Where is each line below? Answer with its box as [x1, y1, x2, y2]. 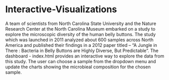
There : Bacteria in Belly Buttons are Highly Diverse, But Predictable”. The [5, 47, 159, 54]
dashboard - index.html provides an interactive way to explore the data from [5, 52, 164, 59]
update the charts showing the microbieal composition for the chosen [5, 64, 151, 70]
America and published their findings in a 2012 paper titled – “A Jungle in [5, 42, 157, 48]
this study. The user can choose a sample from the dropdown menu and [5, 58, 156, 64]
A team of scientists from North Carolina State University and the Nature [5, 20, 156, 26]
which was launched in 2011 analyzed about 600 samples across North [5, 37, 154, 43]
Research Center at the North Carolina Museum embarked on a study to [5, 25, 156, 32]
